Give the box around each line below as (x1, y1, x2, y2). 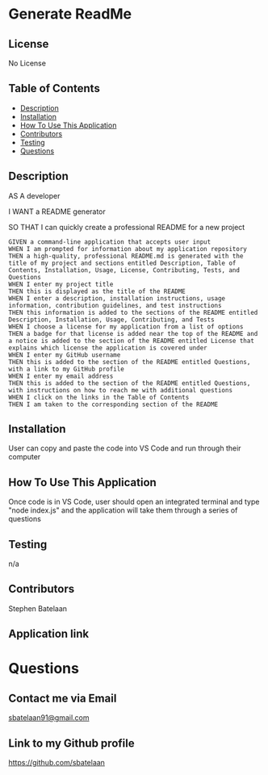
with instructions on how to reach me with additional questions (8, 386, 232, 394)
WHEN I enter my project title (8, 280, 114, 288)
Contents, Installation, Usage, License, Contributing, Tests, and (8, 266, 241, 274)
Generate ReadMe (8, 5, 132, 23)
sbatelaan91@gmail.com (8, 713, 90, 723)
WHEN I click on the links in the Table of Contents (8, 393, 190, 401)
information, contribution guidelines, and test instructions (8, 301, 222, 309)
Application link (8, 627, 90, 641)
